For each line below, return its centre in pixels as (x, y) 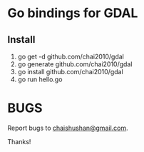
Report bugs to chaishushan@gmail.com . (68, 128)
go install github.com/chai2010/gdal (70, 72)
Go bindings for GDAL (73, 13)
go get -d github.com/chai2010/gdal (71, 56)
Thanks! (19, 141)
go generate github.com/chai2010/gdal (75, 64)
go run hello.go (40, 79)
